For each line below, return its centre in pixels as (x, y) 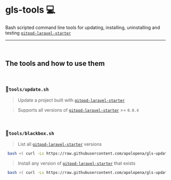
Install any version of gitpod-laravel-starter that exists (77, 163)
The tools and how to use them (55, 63)
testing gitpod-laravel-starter (38, 33)
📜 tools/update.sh (27, 89)
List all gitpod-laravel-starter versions (60, 144)
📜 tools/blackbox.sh (30, 133)
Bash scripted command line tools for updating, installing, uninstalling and (83, 27)
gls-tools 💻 (31, 10)
